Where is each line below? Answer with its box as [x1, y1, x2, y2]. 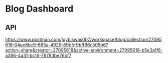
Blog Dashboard [5, 3, 74, 15]
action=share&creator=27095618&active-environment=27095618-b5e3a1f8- [5, 47, 163, 53]
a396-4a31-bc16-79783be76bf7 [5, 52, 72, 58]
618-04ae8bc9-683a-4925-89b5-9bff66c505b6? [5, 42, 108, 48]
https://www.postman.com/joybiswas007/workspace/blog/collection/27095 [5, 36, 162, 42]
